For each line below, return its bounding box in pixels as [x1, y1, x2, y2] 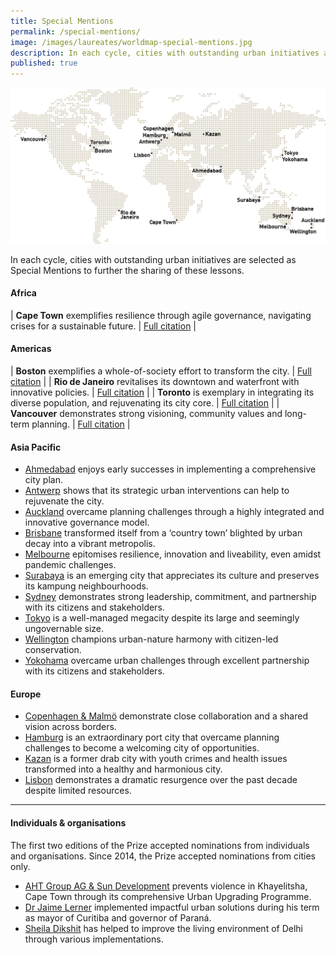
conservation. [24, 644, 82, 656]
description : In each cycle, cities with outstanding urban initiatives [10, 48, 320, 58]
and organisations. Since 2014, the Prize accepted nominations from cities [10, 850, 316, 862]
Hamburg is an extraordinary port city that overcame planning [24, 731, 280, 744]
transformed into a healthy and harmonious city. [24, 763, 223, 775]
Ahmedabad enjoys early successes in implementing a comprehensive [24, 463, 317, 475]
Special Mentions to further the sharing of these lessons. [10, 264, 245, 276]
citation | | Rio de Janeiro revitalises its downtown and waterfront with [10, 376, 300, 388]
